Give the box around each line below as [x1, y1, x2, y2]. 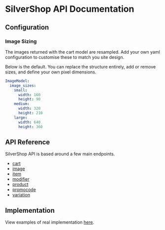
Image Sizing [5, 38, 37, 45]
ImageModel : [5, 78, 30, 83]
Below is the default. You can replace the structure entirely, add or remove [5, 64, 156, 69]
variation [12, 192, 31, 198]
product [12, 181, 29, 188]
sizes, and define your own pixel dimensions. [5, 69, 97, 75]
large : [14, 115, 28, 120]
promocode [12, 187, 36, 193]
